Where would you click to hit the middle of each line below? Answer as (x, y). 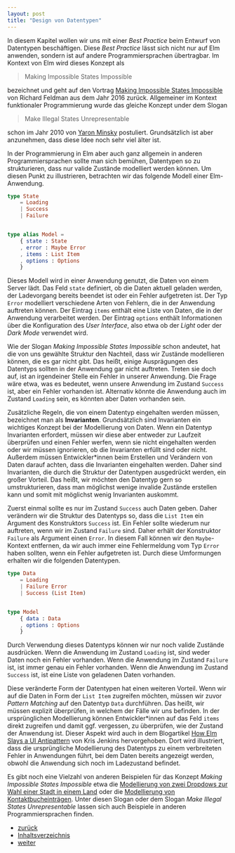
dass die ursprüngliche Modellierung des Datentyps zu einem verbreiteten (115, 748)
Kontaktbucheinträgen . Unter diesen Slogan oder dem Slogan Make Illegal (115, 800)
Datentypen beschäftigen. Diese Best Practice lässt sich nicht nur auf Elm (114, 48)
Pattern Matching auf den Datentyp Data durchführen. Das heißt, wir (106, 703)
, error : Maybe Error (53, 248)
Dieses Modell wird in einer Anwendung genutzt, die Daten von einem (108, 281)
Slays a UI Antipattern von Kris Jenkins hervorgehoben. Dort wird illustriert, (116, 741)
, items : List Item (50, 254)
